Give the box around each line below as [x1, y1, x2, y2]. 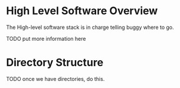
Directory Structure [6, 56, 104, 69]
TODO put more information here [6, 35, 86, 42]
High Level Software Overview [6, 4, 158, 18]
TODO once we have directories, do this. [6, 75, 105, 82]
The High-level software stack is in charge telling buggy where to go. [6, 24, 174, 31]
